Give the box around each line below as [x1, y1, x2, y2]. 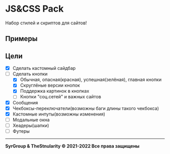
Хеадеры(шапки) [12, 122, 50, 128]
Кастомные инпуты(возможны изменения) [12, 111, 105, 117]
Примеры [5, 34, 38, 43]
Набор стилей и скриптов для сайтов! [5, 20, 87, 26]
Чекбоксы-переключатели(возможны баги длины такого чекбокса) [12, 105, 159, 111]
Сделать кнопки [12, 71, 48, 77]
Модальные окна [12, 117, 50, 123]
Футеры [12, 128, 30, 134]
